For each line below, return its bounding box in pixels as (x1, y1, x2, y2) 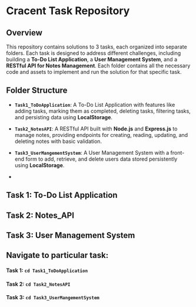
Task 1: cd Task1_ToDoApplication (6, 267, 88, 274)
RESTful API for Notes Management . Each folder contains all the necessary (6, 62, 191, 69)
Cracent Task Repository (6, 4, 130, 18)
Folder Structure (6, 86, 68, 96)
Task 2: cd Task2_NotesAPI (6, 280, 71, 288)
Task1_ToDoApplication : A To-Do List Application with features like (14, 101, 175, 108)
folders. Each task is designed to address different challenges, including (6, 50, 181, 57)
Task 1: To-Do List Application (6, 190, 118, 200)
